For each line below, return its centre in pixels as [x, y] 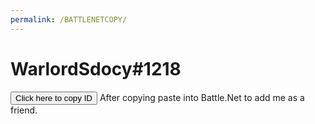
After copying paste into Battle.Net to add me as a [202, 97]
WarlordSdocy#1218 [96, 68]
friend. [24, 110]
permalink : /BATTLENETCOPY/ [69, 19]
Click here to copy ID [54, 97]
